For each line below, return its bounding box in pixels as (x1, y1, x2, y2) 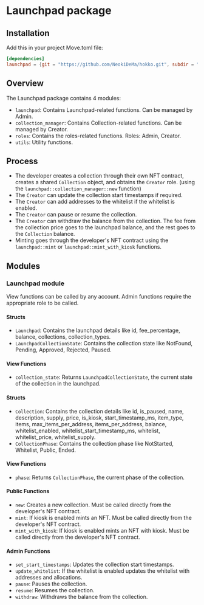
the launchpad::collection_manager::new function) (15, 185, 141, 192)
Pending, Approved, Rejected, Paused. (15, 346, 112, 353)
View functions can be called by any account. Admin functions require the (6, 293, 191, 300)
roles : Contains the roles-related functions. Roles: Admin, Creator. (15, 132, 181, 139)
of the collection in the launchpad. (15, 380, 101, 387)
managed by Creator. (15, 125, 69, 133)
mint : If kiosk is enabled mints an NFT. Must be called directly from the (15, 514, 192, 522)
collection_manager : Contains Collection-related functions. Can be (15, 119, 182, 126)
